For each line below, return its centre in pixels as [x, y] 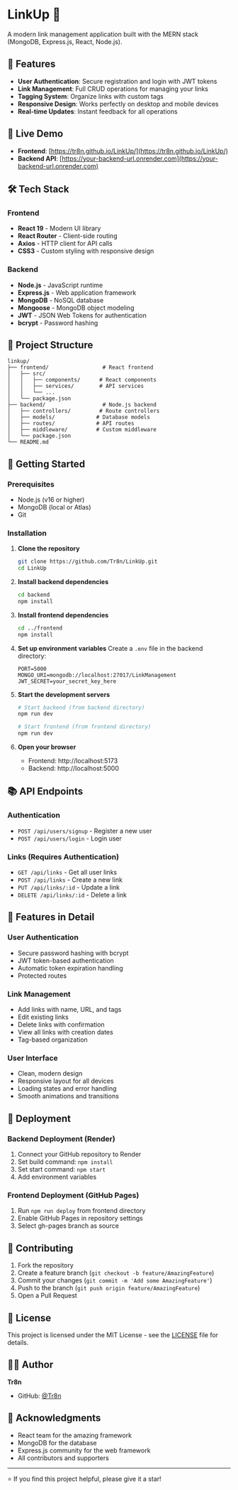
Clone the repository [49, 549]
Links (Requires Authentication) [63, 857]
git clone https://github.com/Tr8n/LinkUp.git [87, 562]
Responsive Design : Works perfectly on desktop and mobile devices [118, 104]
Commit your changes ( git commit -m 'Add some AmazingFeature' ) [115, 1280]
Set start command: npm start [62, 1170]
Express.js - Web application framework [77, 292]
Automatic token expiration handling [70, 968]
